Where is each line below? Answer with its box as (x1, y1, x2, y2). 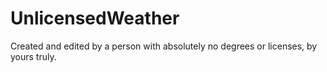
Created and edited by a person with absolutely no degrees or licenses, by (10, 40, 318, 52)
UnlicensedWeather (10, 7, 180, 30)
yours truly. (10, 50, 57, 62)
